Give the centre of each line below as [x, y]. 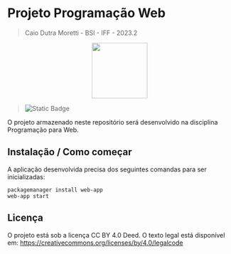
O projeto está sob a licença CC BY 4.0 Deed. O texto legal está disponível [116, 235]
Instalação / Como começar [70, 152]
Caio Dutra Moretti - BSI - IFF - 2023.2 [81, 33]
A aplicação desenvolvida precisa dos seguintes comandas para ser [107, 169]
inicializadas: [26, 176]
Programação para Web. [43, 129]
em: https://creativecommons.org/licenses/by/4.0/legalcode [95, 243]
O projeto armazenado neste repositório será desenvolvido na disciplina [113, 122]
